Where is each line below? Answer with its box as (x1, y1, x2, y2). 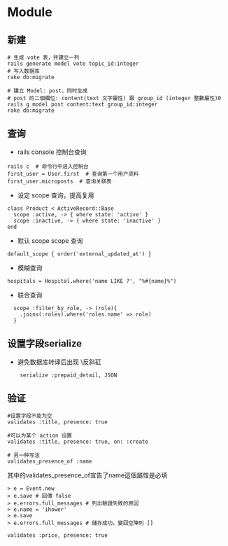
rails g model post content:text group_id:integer (7, 101, 158, 108)
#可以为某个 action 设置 (7, 432, 72, 440)
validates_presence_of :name (7, 458, 92, 465)
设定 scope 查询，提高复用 (17, 190, 94, 199)
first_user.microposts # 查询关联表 (7, 178, 112, 185)
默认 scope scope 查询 (17, 236, 83, 245)
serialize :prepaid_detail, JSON (20, 372, 117, 379)
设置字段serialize (7, 337, 83, 350)
